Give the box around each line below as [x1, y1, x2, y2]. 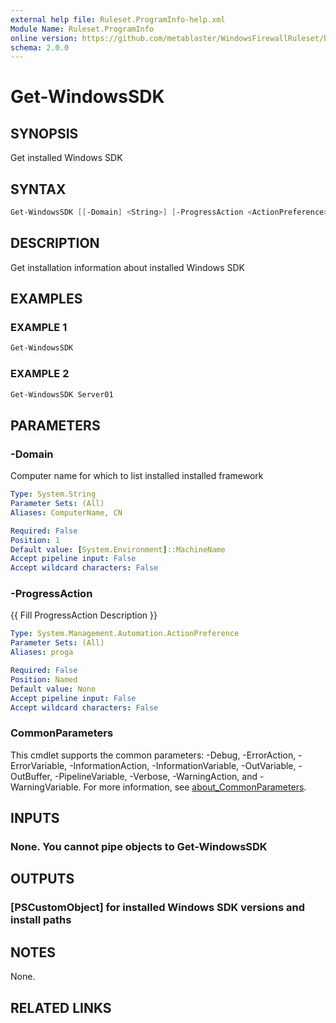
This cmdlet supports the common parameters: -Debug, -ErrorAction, [10, 749, 297, 761]
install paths [10, 913, 72, 927]
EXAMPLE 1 [10, 321, 68, 335]
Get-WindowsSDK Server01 [10, 389, 114, 400]
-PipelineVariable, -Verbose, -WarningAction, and [54, 770, 258, 782]
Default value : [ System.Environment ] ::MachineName [10, 544, 226, 555]
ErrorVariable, [10, 759, 68, 771]
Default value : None [10, 684, 97, 694]
